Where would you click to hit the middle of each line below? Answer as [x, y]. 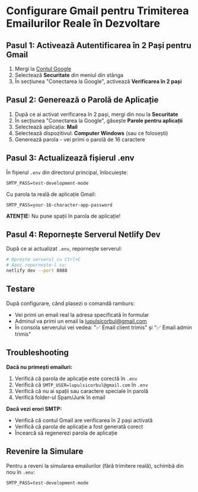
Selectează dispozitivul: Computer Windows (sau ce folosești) [91, 133]
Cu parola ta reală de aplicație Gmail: [51, 194]
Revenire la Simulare [45, 451]
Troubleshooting [38, 353]
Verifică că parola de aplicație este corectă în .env [76, 378]
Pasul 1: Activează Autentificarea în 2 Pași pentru [99, 45]
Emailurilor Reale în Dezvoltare [83, 23]
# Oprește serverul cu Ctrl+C [44, 260]
